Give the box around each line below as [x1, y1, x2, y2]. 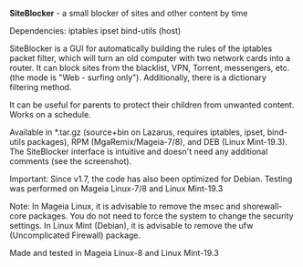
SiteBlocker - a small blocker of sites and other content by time [9, 8, 248, 18]
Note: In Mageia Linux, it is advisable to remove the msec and [9, 200, 241, 211]
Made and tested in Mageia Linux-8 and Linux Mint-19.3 [9, 248, 219, 258]
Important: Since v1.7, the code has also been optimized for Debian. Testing [9, 173, 293, 184]
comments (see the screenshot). [9, 156, 132, 167]
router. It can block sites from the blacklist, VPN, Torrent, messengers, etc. [9, 63, 290, 73]
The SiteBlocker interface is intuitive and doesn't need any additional [9, 146, 268, 157]
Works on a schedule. [9, 109, 91, 119]
